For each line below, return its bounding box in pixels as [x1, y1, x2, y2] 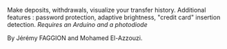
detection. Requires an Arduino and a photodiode [7, 21, 148, 28]
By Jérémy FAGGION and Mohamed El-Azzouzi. [7, 34, 143, 42]
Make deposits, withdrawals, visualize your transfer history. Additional [7, 6, 206, 14]
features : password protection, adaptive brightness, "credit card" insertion [7, 13, 221, 21]
